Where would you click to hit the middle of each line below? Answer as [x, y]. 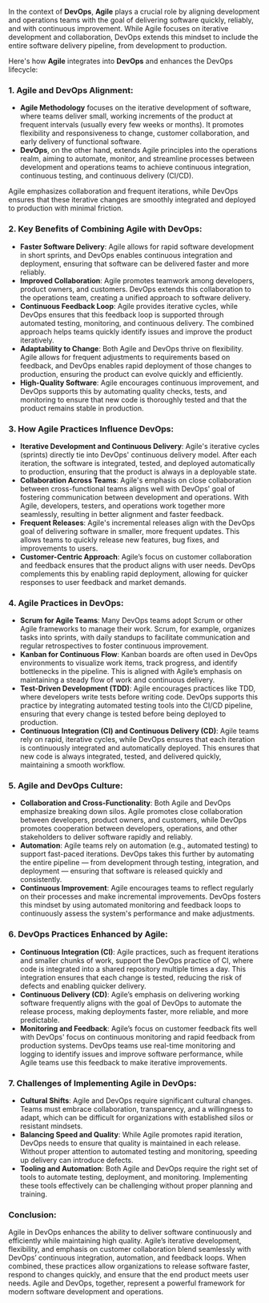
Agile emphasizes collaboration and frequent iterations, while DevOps [123, 191]
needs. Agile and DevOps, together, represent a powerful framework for [127, 1283]
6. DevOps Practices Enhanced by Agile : [88, 934]
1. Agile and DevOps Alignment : [71, 90]
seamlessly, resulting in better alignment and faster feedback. [122, 514]
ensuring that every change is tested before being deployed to [123, 714]
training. [34, 1194]
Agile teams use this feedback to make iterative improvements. [124, 1062]
